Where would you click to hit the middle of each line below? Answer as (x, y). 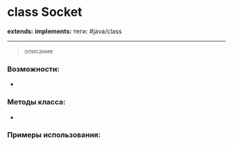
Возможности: (34, 69)
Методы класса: (36, 102)
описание (38, 51)
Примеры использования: (54, 135)
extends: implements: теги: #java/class (65, 31)
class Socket (45, 12)
